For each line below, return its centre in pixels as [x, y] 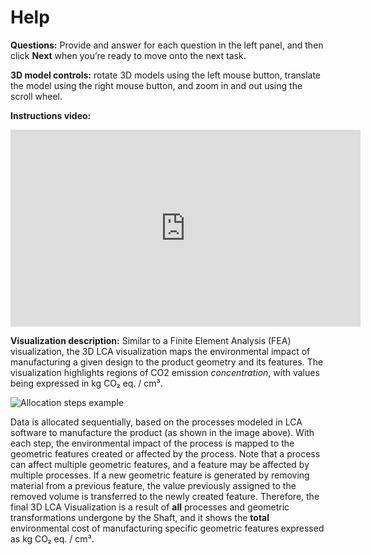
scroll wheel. [36, 96]
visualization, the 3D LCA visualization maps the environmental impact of [160, 351]
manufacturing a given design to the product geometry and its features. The [167, 362]
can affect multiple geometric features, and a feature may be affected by [160, 464]
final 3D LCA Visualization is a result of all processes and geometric [150, 507]
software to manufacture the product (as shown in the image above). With [162, 432]
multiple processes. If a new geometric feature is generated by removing [160, 475]
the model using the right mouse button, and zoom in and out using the [156, 85]
